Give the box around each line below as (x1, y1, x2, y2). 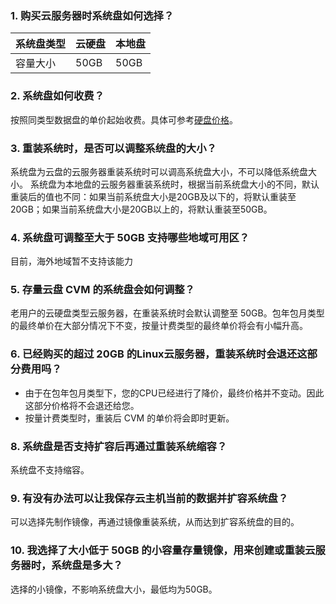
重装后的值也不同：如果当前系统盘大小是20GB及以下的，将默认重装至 (10, 190, 297, 202)
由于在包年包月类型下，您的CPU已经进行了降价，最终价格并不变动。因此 (24, 387, 325, 399)
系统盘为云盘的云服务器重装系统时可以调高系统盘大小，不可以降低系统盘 (10, 165, 308, 177)
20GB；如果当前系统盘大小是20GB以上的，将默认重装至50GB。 (10, 203, 273, 215)
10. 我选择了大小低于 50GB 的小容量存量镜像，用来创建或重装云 (10, 543, 316, 557)
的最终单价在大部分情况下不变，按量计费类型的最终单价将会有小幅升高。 (10, 320, 308, 332)
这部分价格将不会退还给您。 (24, 399, 140, 411)
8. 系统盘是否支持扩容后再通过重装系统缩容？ (10, 439, 228, 453)
